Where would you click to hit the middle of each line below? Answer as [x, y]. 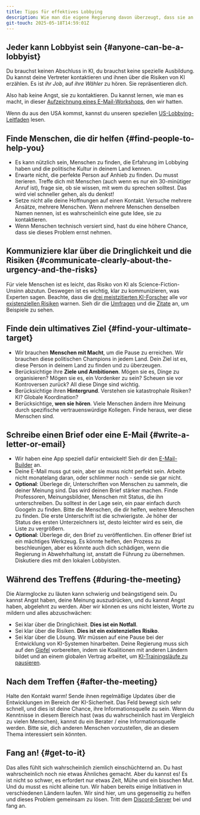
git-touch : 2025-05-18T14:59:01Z [48, 23]
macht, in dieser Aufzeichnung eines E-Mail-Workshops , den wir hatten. [95, 102]
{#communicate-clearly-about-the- [104, 260]
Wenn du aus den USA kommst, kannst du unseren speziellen [82, 113]
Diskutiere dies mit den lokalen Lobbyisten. [68, 560]
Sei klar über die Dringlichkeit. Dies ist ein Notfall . [76, 624]
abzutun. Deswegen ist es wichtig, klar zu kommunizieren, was [102, 291]
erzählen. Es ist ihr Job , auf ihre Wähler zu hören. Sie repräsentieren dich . [97, 84]
